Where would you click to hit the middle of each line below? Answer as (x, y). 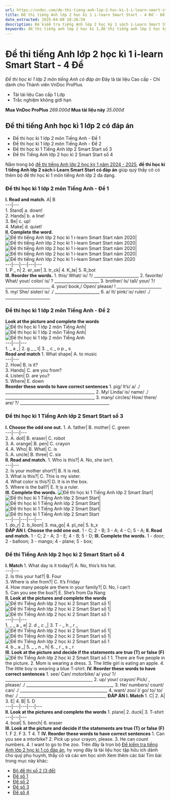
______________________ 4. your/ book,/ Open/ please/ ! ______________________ (83, 286)
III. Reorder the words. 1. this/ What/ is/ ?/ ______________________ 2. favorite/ (84, 276)
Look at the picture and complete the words (52, 322)
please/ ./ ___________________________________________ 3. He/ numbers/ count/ (84, 685)
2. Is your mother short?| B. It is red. (43, 471)
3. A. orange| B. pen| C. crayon (38, 443)
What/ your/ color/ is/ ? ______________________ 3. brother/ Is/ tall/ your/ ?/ (80, 281)
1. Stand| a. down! (24, 210)
